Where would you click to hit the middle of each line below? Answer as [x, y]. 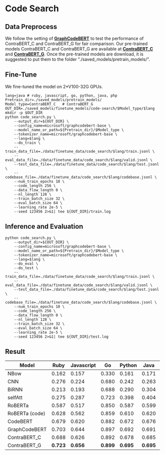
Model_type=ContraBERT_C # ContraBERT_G [49, 104]
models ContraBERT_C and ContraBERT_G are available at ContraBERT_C [79, 49]
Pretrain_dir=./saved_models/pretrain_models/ [54, 100]
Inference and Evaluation [44, 227]
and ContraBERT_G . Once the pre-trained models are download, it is [74, 54]
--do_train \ [27, 143]
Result [15, 352]
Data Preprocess [31, 27]
